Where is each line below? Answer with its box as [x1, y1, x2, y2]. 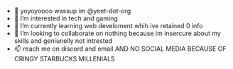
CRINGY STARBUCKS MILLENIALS [13, 55, 115, 63]
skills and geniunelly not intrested [13, 37, 112, 45]
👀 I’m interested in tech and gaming [13, 14, 119, 23]
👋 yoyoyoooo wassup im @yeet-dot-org [13, 7, 131, 15]
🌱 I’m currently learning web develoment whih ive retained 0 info [13, 22, 203, 30]
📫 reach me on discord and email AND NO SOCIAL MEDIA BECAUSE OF [13, 44, 227, 53]
